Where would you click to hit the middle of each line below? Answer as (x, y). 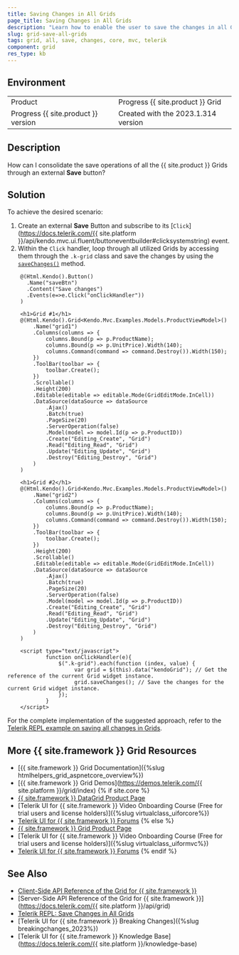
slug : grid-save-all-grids (47, 34)
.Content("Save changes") (64, 290)
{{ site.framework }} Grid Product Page (75, 829)
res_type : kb (27, 54)
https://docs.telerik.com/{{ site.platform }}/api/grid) (95, 906)
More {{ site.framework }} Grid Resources (102, 751)
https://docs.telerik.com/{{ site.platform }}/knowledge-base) (109, 944)
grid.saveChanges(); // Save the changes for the (149, 683)
